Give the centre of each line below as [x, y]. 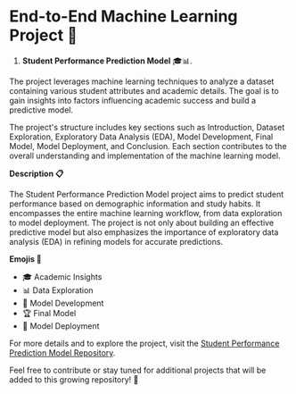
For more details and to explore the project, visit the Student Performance [144, 343]
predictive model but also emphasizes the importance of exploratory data [144, 232]
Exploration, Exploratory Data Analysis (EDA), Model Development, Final [141, 137]
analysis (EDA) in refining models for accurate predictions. [116, 241]
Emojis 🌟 [25, 259]
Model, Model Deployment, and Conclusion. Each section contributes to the [148, 146]
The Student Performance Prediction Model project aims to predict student [147, 194]
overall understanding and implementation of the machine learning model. [145, 155]
